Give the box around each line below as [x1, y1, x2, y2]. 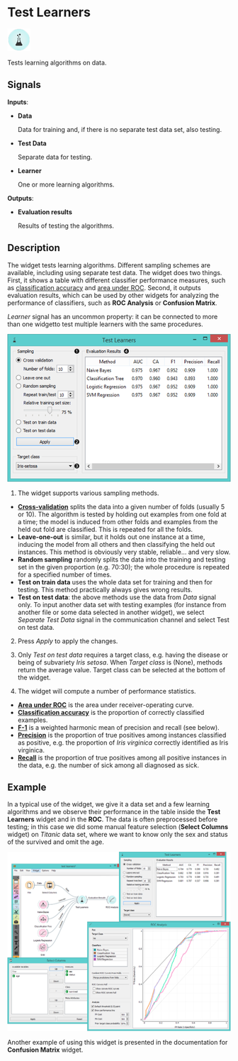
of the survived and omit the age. [7, 838, 104, 846]
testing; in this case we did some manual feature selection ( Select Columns [7, 823, 229, 831]
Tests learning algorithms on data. [7, 58, 107, 67]
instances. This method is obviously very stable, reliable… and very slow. [17, 548, 231, 556]
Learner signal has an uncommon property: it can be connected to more [7, 312, 218, 321]
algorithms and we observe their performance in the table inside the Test [7, 808, 221, 816]
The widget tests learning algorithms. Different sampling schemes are [7, 260, 211, 270]
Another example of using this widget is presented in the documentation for [7, 1038, 228, 1046]
